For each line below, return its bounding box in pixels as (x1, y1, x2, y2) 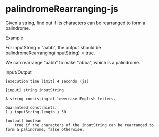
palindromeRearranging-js (5, 3, 118, 15)
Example (5, 35, 24, 41)
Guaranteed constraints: (5, 105, 57, 110)
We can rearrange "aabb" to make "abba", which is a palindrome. (5, 59, 140, 65)
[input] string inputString (5, 87, 64, 93)
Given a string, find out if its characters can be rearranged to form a (5, 20, 146, 26)
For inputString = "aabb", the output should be (5, 44, 101, 50)
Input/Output (5, 69, 32, 75)
